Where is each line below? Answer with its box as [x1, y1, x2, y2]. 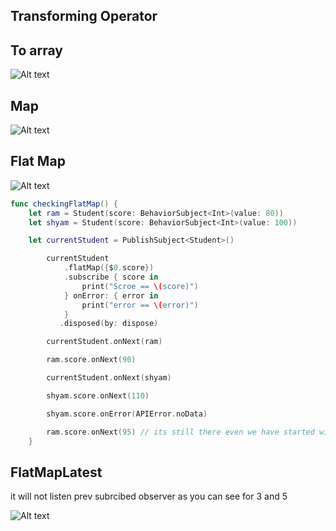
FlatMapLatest [10, 464, 103, 481]
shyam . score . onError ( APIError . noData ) [46, 409, 208, 419]
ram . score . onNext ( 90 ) [46, 355, 137, 365]
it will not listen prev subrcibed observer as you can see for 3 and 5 [10, 490, 288, 503]
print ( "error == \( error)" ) [81, 300, 199, 310]
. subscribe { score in [63, 272, 159, 283]
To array [10, 42, 63, 59]
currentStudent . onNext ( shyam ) [46, 373, 172, 383]
